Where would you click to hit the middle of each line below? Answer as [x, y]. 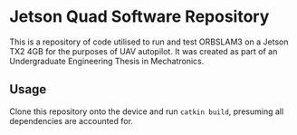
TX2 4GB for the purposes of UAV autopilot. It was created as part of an [144, 51]
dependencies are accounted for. [72, 121]
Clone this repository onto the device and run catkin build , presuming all [147, 111]
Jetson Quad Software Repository [139, 17]
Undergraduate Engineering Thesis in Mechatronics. [107, 61]
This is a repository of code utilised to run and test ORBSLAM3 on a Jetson [149, 42]
